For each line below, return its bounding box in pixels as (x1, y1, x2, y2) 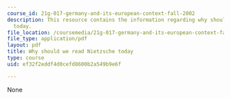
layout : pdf (7, 42, 41, 48)
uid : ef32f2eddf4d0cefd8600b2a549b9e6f (7, 61, 122, 68)
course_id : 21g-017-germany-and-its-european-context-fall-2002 (7, 10, 195, 17)
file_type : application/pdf (7, 36, 88, 42)
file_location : (7, 29, 51, 36)
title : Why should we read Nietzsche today (7, 48, 134, 55)
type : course (7, 55, 45, 61)
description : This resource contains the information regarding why (7, 16, 208, 23)
